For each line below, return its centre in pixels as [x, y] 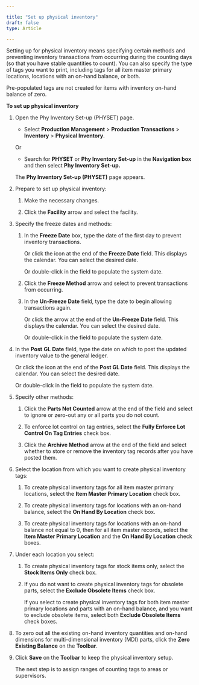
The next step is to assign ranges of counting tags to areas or [91, 669]
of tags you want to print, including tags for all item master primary [89, 70]
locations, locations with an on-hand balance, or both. [73, 77]
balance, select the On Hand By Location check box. [90, 512]
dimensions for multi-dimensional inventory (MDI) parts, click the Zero [102, 640]
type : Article [24, 28]
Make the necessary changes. [62, 201]
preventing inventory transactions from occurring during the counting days [99, 57]
